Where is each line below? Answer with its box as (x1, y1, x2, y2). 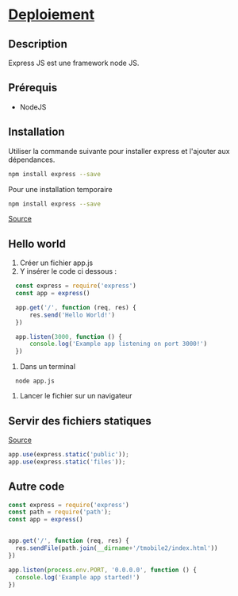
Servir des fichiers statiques (8, 414, 152, 428)
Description (8, 37, 67, 51)
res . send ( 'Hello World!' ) (29, 311, 115, 319)
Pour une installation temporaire (8, 184, 113, 194)
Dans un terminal (19, 362, 76, 371)
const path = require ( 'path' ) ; (8, 508, 112, 517)
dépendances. (8, 155, 56, 164)
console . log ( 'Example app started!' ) (15, 573, 140, 581)
